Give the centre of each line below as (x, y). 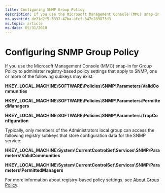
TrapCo (150, 116)
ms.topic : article (24, 23)
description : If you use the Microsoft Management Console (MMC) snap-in (82, 14)
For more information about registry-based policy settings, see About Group (82, 180)
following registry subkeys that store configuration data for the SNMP (76, 135)
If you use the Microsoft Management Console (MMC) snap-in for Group (78, 66)
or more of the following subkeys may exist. (49, 76)
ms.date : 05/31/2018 (26, 28)
